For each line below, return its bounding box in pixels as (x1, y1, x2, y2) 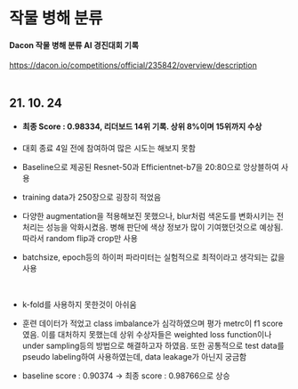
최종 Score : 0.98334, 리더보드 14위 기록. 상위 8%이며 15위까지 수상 (21, 121, 262, 132)
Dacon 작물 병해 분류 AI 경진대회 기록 (9, 39, 140, 50)
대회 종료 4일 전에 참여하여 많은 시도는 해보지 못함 (21, 142, 196, 153)
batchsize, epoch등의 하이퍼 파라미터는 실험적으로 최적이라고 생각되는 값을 (21, 251, 286, 263)
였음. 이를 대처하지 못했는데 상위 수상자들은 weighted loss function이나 (21, 328, 272, 339)
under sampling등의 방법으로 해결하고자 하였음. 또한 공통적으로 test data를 (21, 340, 285, 351)
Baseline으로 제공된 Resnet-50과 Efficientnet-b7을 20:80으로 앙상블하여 (21, 161, 279, 172)
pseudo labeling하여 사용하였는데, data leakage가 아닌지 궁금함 (21, 351, 247, 361)
